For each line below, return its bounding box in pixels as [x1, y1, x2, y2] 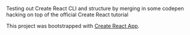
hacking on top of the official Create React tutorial [6, 11, 129, 18]
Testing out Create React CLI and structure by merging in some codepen [6, 5, 185, 12]
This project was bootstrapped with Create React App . [6, 23, 140, 29]
